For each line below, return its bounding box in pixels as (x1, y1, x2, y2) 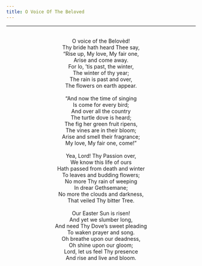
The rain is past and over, (69, 76, 133, 83)
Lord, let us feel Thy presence (64, 247, 138, 255)
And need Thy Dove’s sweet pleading (55, 222, 147, 229)
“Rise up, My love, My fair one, (63, 50, 139, 57)
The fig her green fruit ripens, (64, 120, 138, 127)
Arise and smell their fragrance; (62, 133, 140, 140)
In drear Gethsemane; (74, 184, 128, 191)
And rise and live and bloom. (66, 254, 136, 261)
